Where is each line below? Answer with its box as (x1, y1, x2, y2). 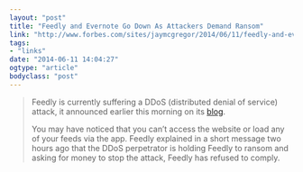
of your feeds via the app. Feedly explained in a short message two (31, 132, 281, 144)
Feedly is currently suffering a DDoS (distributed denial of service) (31, 96, 278, 107)
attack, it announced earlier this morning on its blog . (31, 105, 226, 117)
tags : (9, 38, 30, 48)
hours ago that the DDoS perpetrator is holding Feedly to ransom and (31, 142, 289, 153)
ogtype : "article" (9, 64, 78, 73)
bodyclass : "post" (9, 72, 78, 81)
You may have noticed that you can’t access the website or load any (31, 123, 285, 134)
